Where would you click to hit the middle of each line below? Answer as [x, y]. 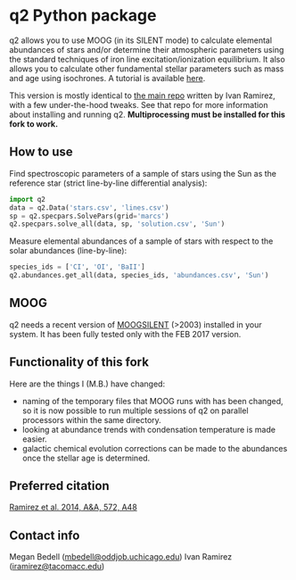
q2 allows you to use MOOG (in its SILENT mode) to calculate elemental [141, 40]
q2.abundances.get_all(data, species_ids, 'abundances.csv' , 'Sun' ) [139, 276]
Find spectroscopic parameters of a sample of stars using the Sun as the [143, 173]
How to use [41, 152]
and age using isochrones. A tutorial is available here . [107, 78]
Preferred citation [59, 486]
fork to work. [34, 124]
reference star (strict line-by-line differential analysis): [108, 183]
